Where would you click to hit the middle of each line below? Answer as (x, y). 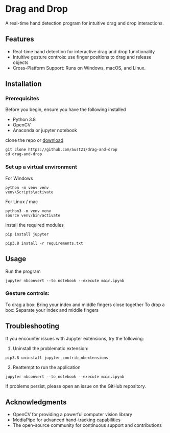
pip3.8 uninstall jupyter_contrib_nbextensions (57, 358)
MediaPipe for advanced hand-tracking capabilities (67, 420)
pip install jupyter (27, 234)
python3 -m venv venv (28, 211)
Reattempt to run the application (46, 367)
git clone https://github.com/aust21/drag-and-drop (61, 150)
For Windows (19, 178)
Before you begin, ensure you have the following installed (66, 110)
